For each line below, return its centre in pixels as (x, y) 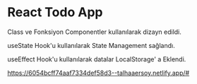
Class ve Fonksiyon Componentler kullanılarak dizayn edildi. (95, 32)
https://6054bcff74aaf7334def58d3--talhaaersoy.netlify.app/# (98, 73)
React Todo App (55, 12)
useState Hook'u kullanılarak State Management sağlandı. (91, 45)
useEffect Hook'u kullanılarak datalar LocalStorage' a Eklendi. (97, 59)
